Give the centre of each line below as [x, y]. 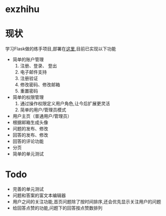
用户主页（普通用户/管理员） [42, 116]
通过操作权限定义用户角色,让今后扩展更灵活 [65, 104]
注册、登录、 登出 [38, 66]
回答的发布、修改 [30, 135]
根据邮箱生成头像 [30, 122]
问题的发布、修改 [30, 129]
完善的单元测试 [28, 189]
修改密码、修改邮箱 [40, 85]
